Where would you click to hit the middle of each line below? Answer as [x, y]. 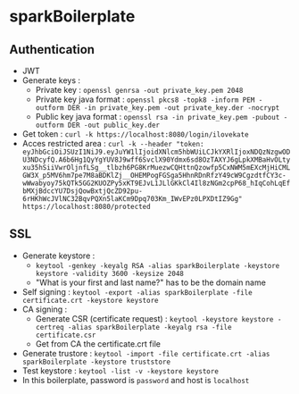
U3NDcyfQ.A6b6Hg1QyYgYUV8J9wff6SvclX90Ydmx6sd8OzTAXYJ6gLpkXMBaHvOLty [156, 160]
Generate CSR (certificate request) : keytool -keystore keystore [154, 318]
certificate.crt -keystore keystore [90, 300]
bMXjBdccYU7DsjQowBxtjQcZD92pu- [82, 191]
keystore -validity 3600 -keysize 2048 [110, 273]
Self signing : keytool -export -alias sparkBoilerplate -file [137, 291]
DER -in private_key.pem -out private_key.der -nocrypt [174, 108]
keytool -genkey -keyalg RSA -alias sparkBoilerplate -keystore [158, 265]
